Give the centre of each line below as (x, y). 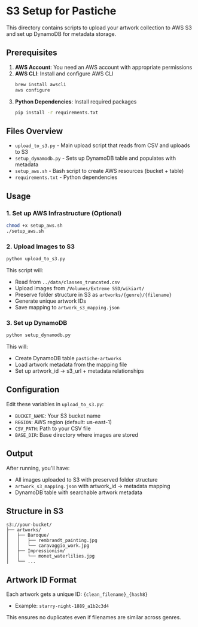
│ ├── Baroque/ (28, 535)
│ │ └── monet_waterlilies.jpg (51, 556)
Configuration (33, 390)
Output (19, 454)
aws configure (32, 90)
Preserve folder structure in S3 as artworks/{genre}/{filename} (93, 294)
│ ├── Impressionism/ (36, 551)
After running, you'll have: (38, 468)
